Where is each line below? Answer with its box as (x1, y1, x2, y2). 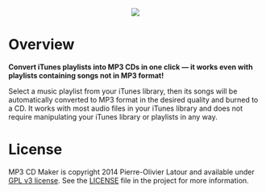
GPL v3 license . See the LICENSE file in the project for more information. (8, 175, 249, 185)
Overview (8, 36, 75, 54)
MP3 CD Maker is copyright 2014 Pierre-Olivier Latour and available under (8, 166, 256, 177)
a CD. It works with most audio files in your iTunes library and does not (8, 103, 243, 113)
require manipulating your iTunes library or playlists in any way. (8, 111, 218, 121)
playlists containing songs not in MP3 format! (8, 70, 164, 80)
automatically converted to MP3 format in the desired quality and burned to (8, 94, 259, 104)
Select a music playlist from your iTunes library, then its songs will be (8, 86, 238, 96)
